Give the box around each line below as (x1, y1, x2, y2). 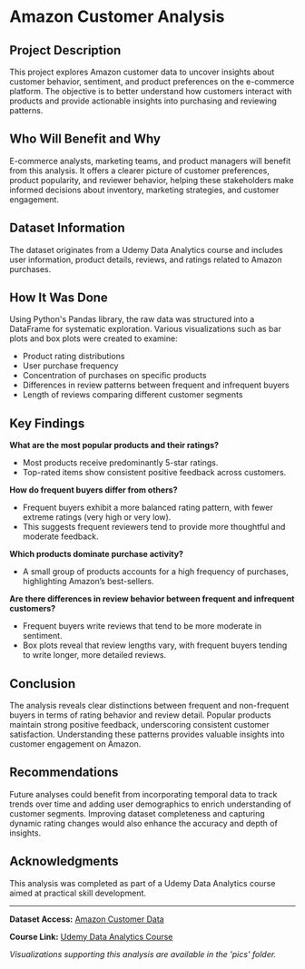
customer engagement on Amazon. (9, 739, 142, 749)
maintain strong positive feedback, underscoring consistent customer (9, 719, 270, 730)
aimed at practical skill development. (9, 887, 147, 898)
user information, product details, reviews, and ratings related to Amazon (9, 254, 283, 265)
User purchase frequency (22, 360, 119, 371)
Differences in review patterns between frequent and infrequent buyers (22, 379, 290, 391)
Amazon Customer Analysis (9, 6, 225, 27)
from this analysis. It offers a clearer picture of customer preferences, (9, 165, 271, 176)
